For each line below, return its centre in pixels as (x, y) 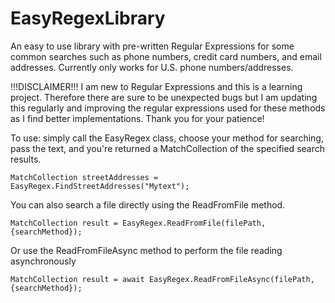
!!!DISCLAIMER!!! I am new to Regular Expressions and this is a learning (156, 86)
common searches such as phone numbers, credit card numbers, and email (166, 56)
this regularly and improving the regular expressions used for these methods (168, 108)
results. (26, 159)
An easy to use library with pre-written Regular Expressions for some (152, 46)
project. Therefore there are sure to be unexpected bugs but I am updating (164, 97)
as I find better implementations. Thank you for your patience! (137, 118)
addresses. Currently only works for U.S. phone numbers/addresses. (152, 67)
